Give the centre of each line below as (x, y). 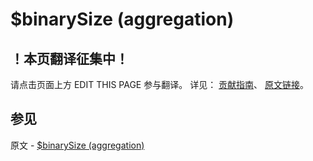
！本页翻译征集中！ (69, 58)
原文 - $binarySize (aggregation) (77, 145)
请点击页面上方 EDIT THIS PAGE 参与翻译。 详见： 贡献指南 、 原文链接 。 (160, 84)
